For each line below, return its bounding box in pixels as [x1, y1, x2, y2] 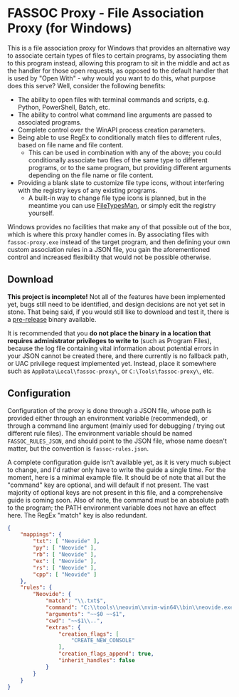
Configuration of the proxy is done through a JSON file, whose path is [7, 406, 212, 414]
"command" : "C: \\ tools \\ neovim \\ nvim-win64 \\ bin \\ [45, 604, 199, 612]
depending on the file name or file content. [28, 171, 154, 179]
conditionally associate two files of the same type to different [28, 155, 208, 164]
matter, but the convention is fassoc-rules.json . [7, 444, 149, 453]
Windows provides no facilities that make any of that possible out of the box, [7, 222, 232, 231]
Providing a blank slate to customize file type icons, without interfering [17, 178, 225, 187]
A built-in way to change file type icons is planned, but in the [28, 194, 206, 202]
